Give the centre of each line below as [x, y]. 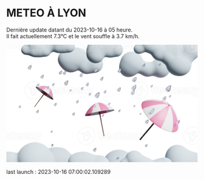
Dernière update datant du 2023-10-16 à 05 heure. [70, 30]
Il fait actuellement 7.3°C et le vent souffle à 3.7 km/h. [73, 36]
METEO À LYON [46, 13]
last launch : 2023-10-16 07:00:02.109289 [59, 172]
